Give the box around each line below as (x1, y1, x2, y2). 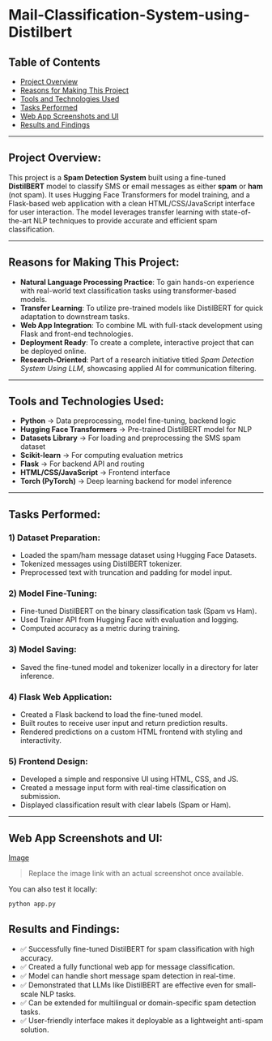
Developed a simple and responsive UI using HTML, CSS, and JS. (19, 774, 239, 784)
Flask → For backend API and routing (19, 459, 145, 469)
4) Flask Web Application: (8, 691, 113, 702)
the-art (8, 215, 32, 225)
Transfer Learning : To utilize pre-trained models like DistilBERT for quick (19, 303, 264, 313)
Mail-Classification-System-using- (8, 6, 250, 24)
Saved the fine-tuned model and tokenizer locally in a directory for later (19, 662, 259, 672)
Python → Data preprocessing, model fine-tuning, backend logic (19, 416, 236, 425)
